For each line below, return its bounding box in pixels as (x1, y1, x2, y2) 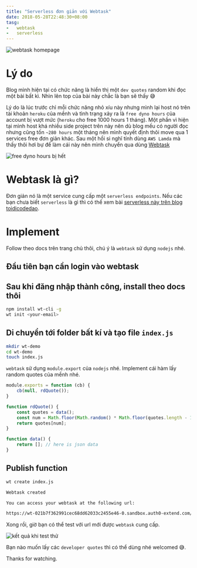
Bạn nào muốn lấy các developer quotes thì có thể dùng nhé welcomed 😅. (6, 544, 186, 551)
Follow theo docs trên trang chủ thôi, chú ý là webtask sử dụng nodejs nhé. (6, 244, 186, 252)
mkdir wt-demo (6, 343, 41, 349)
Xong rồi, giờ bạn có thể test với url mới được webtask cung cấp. (6, 521, 160, 528)
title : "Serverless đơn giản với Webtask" (6, 8, 111, 15)
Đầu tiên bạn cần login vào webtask (6, 262, 139, 272)
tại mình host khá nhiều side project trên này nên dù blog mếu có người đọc (6, 122, 189, 129)
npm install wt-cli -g (6, 306, 62, 312)
